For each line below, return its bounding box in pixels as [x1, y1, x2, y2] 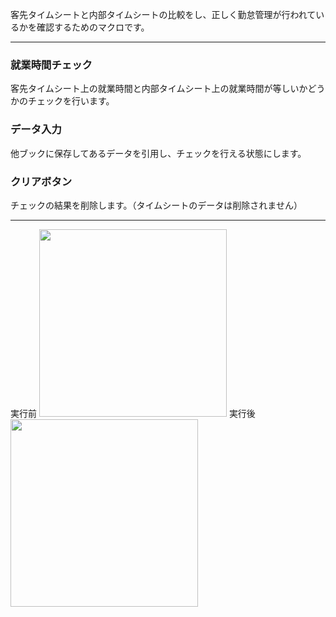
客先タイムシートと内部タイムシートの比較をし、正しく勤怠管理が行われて [10, 9, 317, 20]
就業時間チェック [10, 58, 93, 72]
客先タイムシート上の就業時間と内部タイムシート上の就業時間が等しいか [10, 83, 308, 95]
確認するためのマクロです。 [36, 21, 150, 33]
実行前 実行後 [10, 407, 256, 419]
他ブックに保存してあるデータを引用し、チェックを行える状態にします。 [10, 147, 307, 159]
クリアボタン [10, 174, 73, 188]
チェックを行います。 [27, 95, 115, 107]
